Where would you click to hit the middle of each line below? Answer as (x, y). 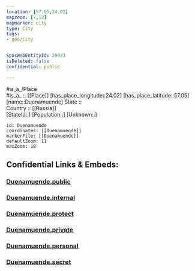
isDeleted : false (28, 61)
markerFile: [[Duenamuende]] (43, 136)
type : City (20, 28)
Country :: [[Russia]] (31, 108)
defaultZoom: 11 (26, 141)
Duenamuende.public (38, 181)
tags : (13, 34)
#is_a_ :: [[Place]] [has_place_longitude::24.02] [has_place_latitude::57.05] (98, 95)
